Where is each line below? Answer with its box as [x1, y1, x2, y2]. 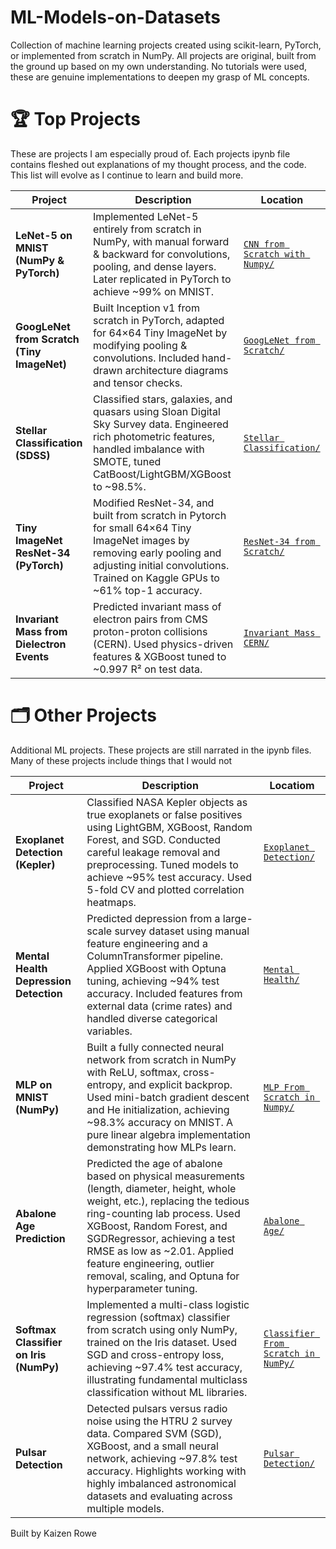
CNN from [243, 238, 285, 250]
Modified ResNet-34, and [93, 496, 215, 510]
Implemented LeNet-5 [93, 209, 199, 223]
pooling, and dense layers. [93, 259, 217, 273]
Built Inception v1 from [93, 301, 200, 315]
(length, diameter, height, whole [86, 1181, 237, 1195]
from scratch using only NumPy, [86, 1322, 238, 1336]
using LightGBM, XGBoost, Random [86, 820, 253, 834]
